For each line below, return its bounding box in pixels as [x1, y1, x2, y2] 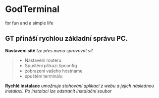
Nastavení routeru [24, 57, 61, 63]
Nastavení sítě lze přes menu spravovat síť [5, 47, 93, 53]
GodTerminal [5, 3, 60, 15]
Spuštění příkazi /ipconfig [24, 62, 77, 68]
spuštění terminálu [24, 73, 63, 79]
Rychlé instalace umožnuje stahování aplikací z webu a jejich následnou [5, 83, 155, 89]
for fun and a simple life [5, 20, 53, 26]
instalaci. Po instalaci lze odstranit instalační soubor [5, 88, 112, 94]
